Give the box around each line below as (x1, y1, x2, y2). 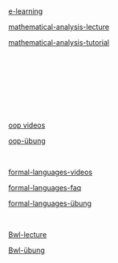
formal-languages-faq (8, 183, 82, 192)
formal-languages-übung (8, 198, 92, 208)
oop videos (8, 120, 46, 130)
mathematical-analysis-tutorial (8, 38, 110, 47)
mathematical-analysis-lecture (8, 22, 110, 31)
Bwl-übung (8, 245, 46, 255)
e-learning (8, 6, 43, 16)
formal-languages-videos (8, 167, 93, 177)
